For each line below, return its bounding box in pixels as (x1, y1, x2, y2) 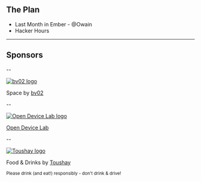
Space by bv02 (6, 89, 44, 96)
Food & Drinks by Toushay (6, 159, 71, 166)
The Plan (6, 5, 40, 15)
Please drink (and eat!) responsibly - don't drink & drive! (6, 170, 121, 176)
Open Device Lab (6, 124, 49, 131)
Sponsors (6, 50, 43, 60)
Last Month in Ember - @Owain (14, 20, 93, 28)
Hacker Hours (14, 27, 50, 34)
